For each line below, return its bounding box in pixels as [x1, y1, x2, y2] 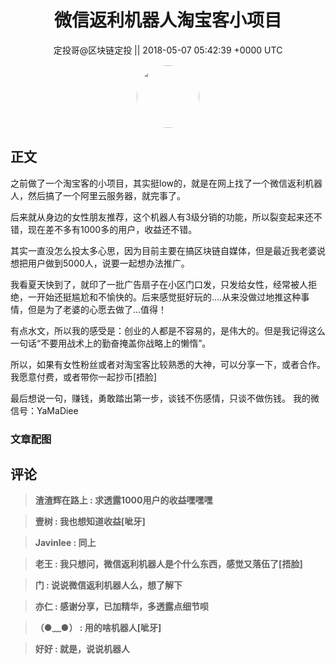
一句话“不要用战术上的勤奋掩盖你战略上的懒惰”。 [10, 337, 212, 349]
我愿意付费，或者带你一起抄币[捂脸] [10, 371, 158, 383]
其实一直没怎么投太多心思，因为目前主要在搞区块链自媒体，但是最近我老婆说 [10, 244, 326, 256]
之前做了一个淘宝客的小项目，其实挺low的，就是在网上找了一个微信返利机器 [10, 177, 323, 189]
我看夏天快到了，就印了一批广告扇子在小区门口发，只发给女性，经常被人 [10, 278, 308, 290]
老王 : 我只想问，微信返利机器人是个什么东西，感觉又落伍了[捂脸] [34, 558, 303, 570]
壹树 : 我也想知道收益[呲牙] [34, 516, 146, 528]
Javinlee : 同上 [34, 537, 97, 549]
